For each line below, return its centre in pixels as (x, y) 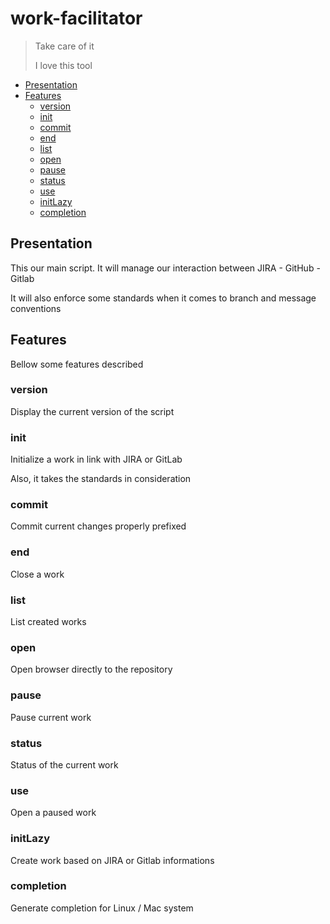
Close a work (37, 574)
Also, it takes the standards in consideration (101, 479)
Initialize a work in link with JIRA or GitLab (96, 459)
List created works (48, 622)
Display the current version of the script (92, 411)
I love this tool (63, 65)
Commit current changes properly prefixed (98, 526)
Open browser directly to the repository (91, 669)
